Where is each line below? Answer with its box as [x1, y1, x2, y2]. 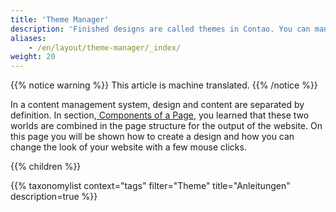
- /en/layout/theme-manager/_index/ [28, 42, 182, 53]
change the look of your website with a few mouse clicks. [10, 141, 247, 153]
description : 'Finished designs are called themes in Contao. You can [10, 24, 311, 34]
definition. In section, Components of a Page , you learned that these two [10, 109, 310, 121]
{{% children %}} [10, 161, 82, 173]
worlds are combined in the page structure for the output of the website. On [10, 120, 323, 132]
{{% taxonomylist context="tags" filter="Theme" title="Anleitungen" [10, 180, 291, 192]
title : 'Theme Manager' [10, 14, 110, 25]
